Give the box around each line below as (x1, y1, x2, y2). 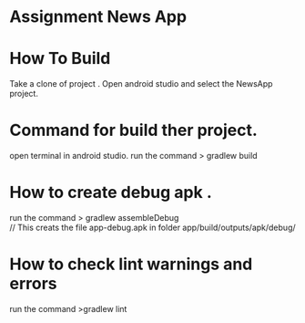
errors (9, 274, 57, 294)
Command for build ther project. (9, 120, 258, 141)
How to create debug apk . (9, 182, 212, 203)
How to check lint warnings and (9, 254, 253, 275)
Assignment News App (9, 6, 188, 27)
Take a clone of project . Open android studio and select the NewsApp (9, 78, 273, 89)
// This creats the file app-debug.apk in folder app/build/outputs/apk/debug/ (9, 222, 296, 233)
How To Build (9, 48, 111, 69)
